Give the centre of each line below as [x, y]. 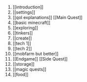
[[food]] [21, 74]
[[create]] [22, 38]
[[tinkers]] [23, 33]
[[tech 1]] [22, 43]
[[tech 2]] [22, 49]
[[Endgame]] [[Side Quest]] [40, 59]
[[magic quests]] [29, 69]
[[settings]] [24, 12]
